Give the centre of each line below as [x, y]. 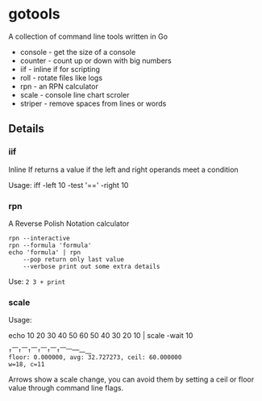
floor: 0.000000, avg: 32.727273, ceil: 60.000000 [95, 357]
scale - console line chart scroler [75, 94]
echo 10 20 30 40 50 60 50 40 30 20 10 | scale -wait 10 [101, 336]
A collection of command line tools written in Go [88, 36]
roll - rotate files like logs [61, 77]
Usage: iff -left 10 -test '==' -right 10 [69, 185]
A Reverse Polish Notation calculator [69, 223]
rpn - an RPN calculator [59, 86]
